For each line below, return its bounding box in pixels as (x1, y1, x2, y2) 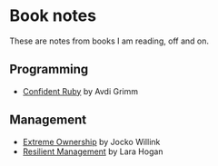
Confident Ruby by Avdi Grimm (22, 85, 139, 96)
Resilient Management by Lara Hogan (22, 146, 163, 157)
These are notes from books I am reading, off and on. (9, 35, 209, 46)
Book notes (9, 5, 97, 26)
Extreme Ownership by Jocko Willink (22, 136, 161, 147)
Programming (9, 62, 89, 77)
